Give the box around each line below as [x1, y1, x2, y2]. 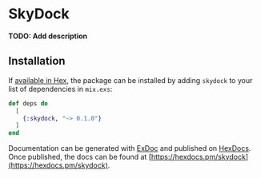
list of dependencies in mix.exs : [8, 84, 113, 93]
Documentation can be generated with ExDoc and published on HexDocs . [8, 144, 251, 153]
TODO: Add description [8, 31, 88, 41]
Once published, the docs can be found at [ [8, 152, 152, 162]
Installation [8, 54, 66, 68]
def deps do [8, 99, 48, 108]
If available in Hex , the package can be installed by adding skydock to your [8, 75, 253, 85]
